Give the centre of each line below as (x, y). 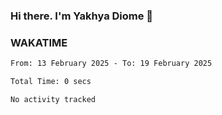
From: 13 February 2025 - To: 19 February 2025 (111, 64)
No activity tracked (53, 99)
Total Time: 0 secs (51, 82)
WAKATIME (39, 42)
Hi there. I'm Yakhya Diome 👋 (82, 16)
